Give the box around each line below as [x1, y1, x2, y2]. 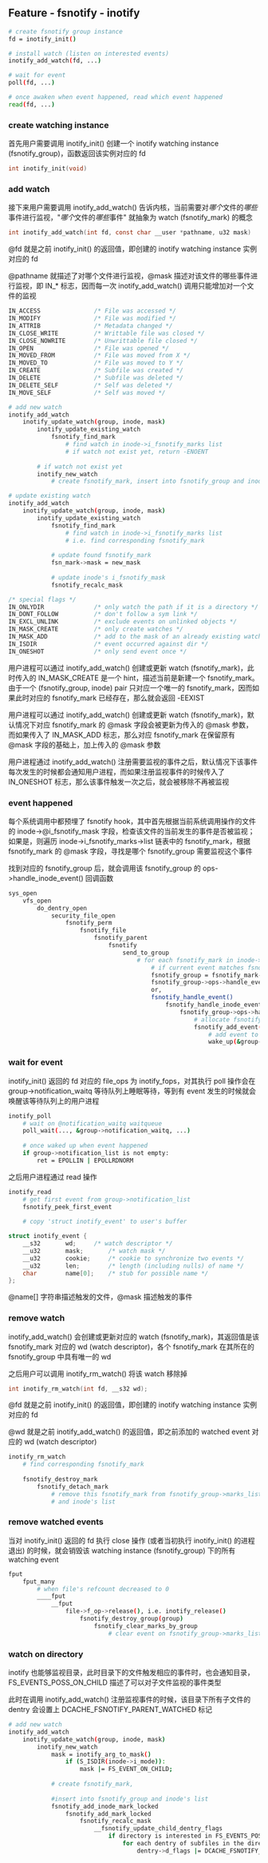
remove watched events [8, 1516, 104, 1527]
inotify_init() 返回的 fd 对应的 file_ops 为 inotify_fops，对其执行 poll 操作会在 [8, 1076, 256, 1085]
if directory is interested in [108, 1832, 213, 1841]
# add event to [207, 1030, 259, 1038]
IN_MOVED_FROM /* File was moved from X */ [8, 352, 191, 360]
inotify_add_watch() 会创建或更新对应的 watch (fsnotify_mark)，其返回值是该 [8, 1332, 260, 1341]
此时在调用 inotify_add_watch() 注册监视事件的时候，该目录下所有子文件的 [8, 1694, 251, 1705]
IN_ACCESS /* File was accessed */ [8, 307, 177, 315]
